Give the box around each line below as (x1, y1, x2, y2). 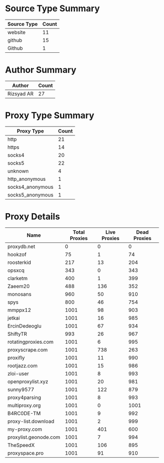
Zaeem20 (7, 283, 30, 289)
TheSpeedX (7, 441, 35, 448)
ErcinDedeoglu (7, 322, 41, 329)
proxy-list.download (7, 418, 55, 424)
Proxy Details (5, 211, 60, 222)
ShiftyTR (7, 331, 27, 337)
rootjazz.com (7, 362, 38, 369)
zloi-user (7, 370, 29, 377)
